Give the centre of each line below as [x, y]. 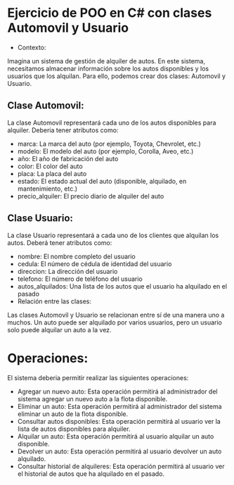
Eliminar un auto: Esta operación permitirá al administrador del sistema [120, 406]
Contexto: [32, 47]
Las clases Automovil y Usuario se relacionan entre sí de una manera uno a [116, 315]
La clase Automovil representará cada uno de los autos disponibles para [112, 122]
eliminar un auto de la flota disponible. [73, 414]
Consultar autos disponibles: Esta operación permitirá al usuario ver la [119, 421]
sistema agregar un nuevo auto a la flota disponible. [92, 398]
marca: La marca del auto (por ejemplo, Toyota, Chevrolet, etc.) [109, 144]
